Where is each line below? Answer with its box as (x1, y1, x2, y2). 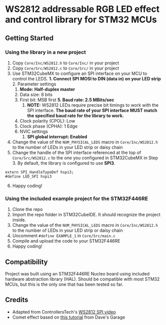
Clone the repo (12, 206, 43, 212)
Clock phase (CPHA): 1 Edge (19, 123, 78, 129)
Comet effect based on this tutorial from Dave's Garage (12, 314, 125, 320)
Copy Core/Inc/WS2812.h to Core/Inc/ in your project (12, 60, 120, 65)
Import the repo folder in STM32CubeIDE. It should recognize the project (12, 212, 161, 218)
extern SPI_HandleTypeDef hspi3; (5, 170, 74, 175)
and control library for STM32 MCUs (5, 14, 157, 25)
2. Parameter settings (12, 81, 56, 87)
